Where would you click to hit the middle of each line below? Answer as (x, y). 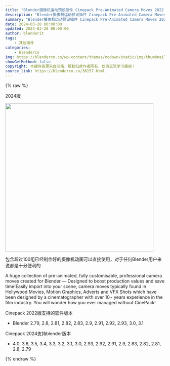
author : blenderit (25, 33)
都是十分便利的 (25, 266)
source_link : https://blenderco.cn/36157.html (55, 71)
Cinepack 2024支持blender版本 (38, 334)
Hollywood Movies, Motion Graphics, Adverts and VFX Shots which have (81, 292)
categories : (18, 48)
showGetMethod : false (28, 62)
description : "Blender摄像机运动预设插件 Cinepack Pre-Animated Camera (79, 15)
